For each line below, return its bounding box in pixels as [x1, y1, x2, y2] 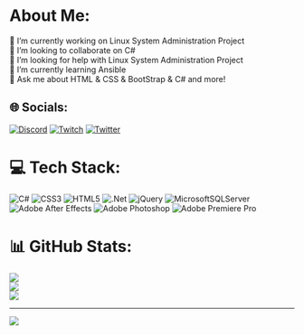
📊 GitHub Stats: [9, 236, 133, 256]
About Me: [9, 5, 90, 26]
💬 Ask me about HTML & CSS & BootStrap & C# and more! [9, 73, 226, 84]
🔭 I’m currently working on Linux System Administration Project [9, 35, 245, 46]
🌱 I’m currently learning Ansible [9, 64, 127, 75]
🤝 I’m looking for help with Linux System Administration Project [9, 54, 244, 65]
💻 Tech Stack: [9, 157, 121, 177]
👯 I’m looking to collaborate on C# [9, 44, 136, 55]
